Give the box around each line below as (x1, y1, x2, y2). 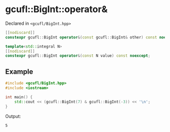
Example (5, 67, 33, 76)
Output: (5, 113, 21, 119)
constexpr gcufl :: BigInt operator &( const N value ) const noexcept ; (5, 53, 151, 59)
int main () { (5, 95, 33, 100)
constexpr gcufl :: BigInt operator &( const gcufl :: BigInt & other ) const (5, 34, 157, 40)
